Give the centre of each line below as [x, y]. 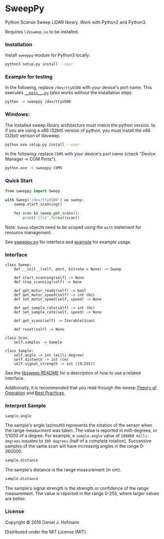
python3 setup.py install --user [39, 64]
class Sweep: [18, 265]
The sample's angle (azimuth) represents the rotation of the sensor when [79, 425]
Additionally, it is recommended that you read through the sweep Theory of [81, 388]
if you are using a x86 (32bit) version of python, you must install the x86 [78, 130]
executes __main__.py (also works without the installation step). [69, 93]
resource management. [29, 232]
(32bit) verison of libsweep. [33, 135]
